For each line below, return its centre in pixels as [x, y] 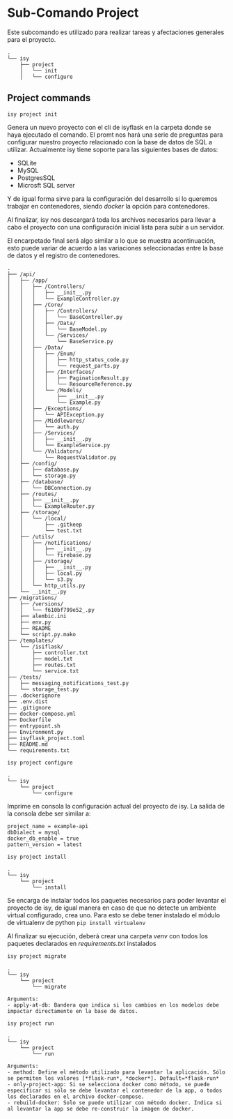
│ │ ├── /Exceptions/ [45, 408]
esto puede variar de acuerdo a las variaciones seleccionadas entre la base [115, 248]
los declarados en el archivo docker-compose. [76, 1097]
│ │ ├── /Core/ [35, 305]
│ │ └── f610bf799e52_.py [51, 610]
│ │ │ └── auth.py [43, 427]
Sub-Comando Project [73, 13]
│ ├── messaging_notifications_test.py [68, 683]
